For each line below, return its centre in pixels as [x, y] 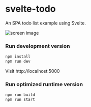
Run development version [38, 46]
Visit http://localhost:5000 [33, 71]
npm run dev [18, 62]
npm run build [20, 95]
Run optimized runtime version [44, 84]
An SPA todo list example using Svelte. [46, 23]
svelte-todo [31, 9]
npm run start [20, 100]
